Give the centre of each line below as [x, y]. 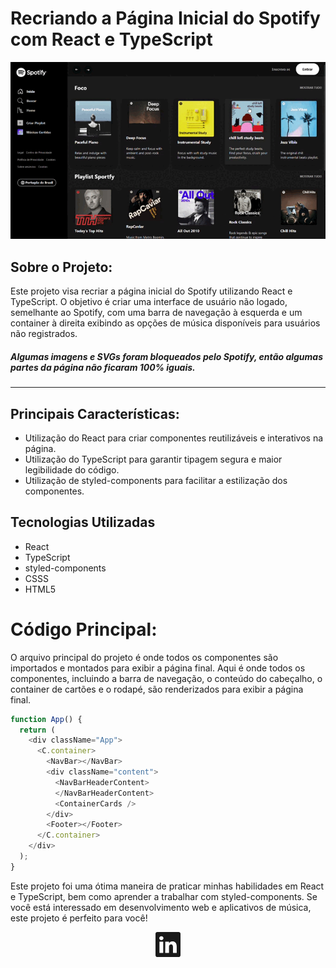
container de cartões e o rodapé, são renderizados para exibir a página [157, 689]
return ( [37, 730]
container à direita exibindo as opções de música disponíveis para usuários [165, 323]
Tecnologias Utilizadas [83, 522]
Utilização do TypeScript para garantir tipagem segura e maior [153, 459]
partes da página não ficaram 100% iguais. [103, 367]
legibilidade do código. [72, 469]
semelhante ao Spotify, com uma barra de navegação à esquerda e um [156, 313]
